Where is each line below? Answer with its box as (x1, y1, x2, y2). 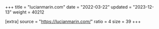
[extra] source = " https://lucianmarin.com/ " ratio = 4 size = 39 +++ (5, 19, 141, 24)
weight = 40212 (12, 9, 44, 15)
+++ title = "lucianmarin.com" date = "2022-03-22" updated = (5, 4, 132, 10)
